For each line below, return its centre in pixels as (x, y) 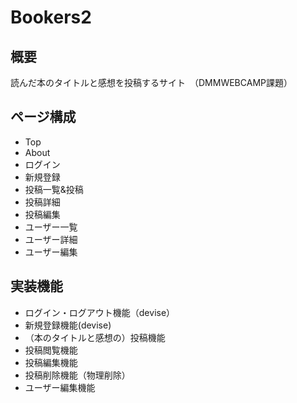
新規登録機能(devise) (68, 325)
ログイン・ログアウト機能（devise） (100, 312)
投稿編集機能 (51, 362)
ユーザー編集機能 (60, 387)
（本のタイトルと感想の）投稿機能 (95, 337)
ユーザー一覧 (51, 227)
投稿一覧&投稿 (54, 189)
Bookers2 (51, 17)
